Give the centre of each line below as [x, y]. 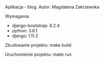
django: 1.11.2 [25, 36]
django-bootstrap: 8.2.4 [36, 25]
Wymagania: [17, 16]
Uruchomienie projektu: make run [38, 54]
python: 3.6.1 [25, 31]
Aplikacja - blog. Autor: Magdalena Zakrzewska [52, 7]
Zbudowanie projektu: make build [38, 45]
